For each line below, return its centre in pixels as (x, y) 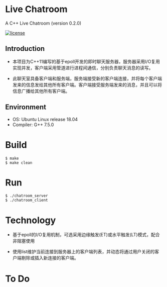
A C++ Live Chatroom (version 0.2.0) (43, 23)
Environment (26, 107)
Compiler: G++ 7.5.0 (33, 125)
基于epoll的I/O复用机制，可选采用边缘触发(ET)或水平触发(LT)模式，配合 (86, 235)
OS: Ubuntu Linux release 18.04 (45, 119)
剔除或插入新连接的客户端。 (50, 258)
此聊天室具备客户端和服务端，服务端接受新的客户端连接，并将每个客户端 (87, 78)
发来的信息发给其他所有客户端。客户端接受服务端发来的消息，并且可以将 (87, 84)
